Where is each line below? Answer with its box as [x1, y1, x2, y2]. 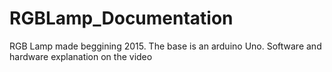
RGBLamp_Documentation [9, 7, 234, 30]
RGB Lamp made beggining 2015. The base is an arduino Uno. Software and [9, 40, 322, 52]
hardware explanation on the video [9, 50, 153, 62]
